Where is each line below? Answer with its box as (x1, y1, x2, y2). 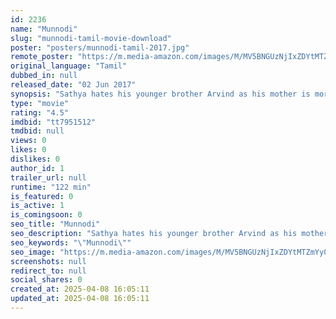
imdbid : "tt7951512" (10, 117, 97, 127)
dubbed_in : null (10, 71, 78, 81)
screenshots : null (10, 256, 87, 266)
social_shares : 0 (10, 275, 83, 285)
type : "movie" (10, 98, 70, 108)
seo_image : (10, 247, 56, 257)
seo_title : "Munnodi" (10, 219, 101, 230)
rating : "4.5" (10, 107, 70, 118)
